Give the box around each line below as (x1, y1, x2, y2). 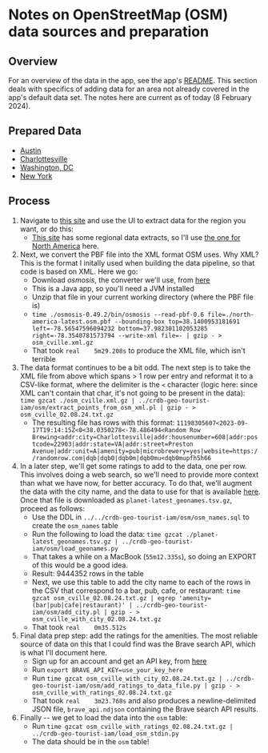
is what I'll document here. (19, 647, 108, 657)
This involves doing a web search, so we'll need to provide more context (19, 470, 259, 479)
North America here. (31, 241, 100, 250)
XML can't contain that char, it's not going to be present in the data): (19, 388, 246, 398)
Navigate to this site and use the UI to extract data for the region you (19, 215, 246, 225)
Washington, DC (19, 162, 74, 172)
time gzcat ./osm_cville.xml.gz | (19, 396, 135, 405)
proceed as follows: (19, 503, 86, 513)
